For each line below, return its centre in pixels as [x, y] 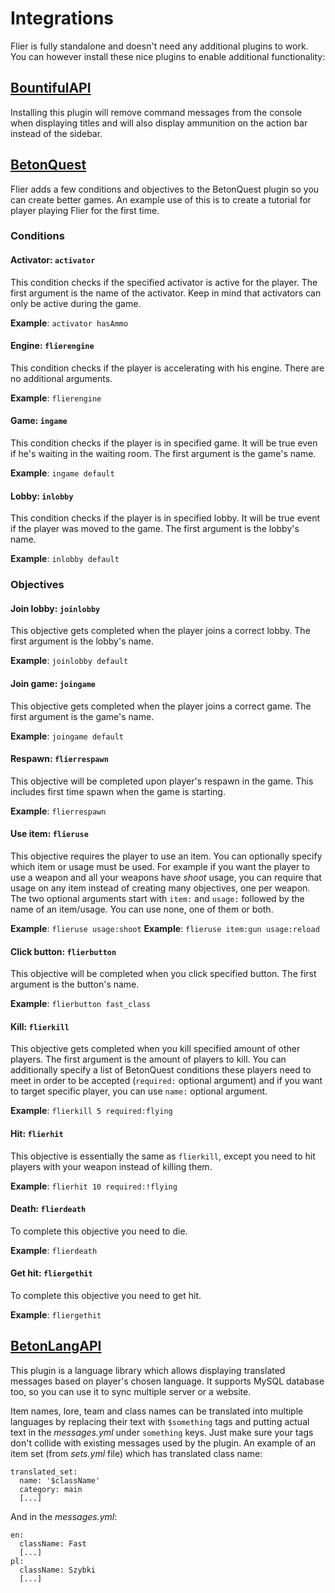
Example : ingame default [62, 473]
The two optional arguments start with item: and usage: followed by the [157, 899]
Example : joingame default [67, 736]
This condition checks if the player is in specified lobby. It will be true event [165, 518]
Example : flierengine [56, 398]
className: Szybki [58, 1570]
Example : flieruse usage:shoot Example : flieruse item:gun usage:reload [165, 929]
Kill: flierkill [40, 1026]
